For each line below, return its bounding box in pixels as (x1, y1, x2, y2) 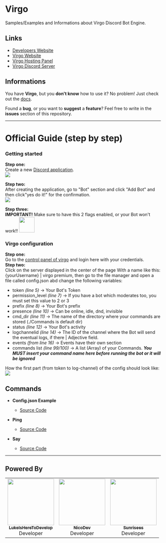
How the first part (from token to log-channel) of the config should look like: (5, 365, 160, 371)
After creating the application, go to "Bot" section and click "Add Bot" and (5, 186, 155, 192)
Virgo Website (12, 52, 41, 58)
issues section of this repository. (5, 110, 73, 117)
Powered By (5, 464, 43, 473)
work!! (5, 228, 18, 234)
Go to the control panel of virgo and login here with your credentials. (5, 257, 144, 263)
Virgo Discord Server (12, 63, 55, 69)
